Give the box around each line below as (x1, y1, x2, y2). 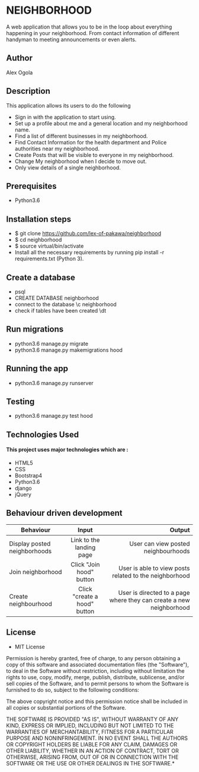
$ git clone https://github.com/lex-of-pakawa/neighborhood (14, 230, 162, 237)
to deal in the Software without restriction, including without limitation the (6, 667, 185, 675)
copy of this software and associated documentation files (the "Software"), (6, 661, 190, 668)
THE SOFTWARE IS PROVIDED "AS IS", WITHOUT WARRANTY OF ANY (6, 716, 179, 723)
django (14, 485, 32, 492)
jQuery (14, 491, 31, 498)
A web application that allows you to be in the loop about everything (6, 23, 172, 30)
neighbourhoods (144, 547, 190, 555)
